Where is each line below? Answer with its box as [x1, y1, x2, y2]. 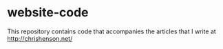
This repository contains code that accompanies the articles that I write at [7, 27, 217, 35]
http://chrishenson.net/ [7, 34, 73, 42]
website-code [7, 5, 89, 20]
